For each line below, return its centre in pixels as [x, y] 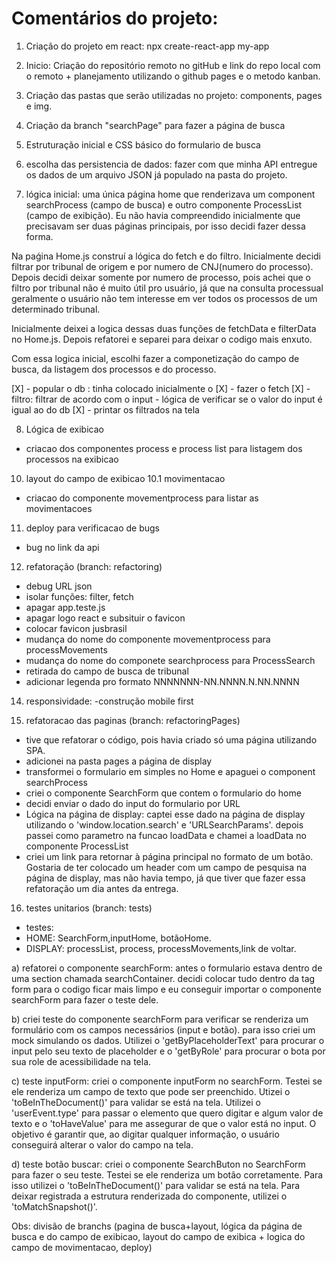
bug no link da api [62, 547]
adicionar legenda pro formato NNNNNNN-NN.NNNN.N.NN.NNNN [162, 681]
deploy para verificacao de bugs [93, 528]
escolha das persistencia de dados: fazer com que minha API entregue [171, 164]
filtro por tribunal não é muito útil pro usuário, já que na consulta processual [167, 288]
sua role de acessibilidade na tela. [81, 1061]
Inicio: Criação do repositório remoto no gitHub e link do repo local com [173, 65]
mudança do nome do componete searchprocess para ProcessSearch [170, 660]
